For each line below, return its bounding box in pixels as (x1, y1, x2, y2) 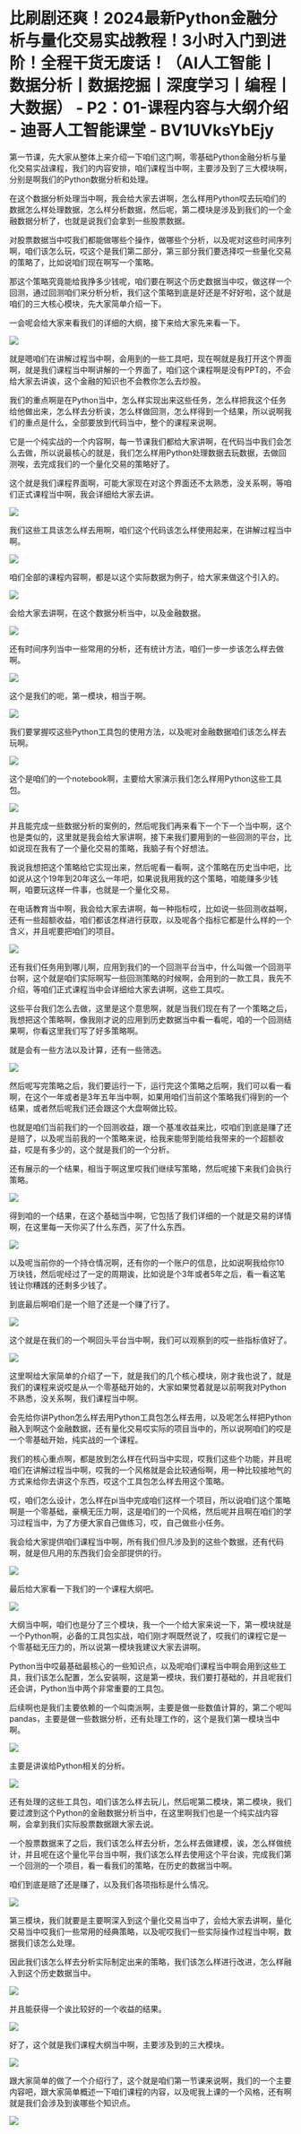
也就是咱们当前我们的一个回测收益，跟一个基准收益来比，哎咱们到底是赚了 (9, 1121, 284, 1132)
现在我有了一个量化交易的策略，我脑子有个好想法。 (24, 842, 213, 853)
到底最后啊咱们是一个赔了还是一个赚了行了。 (9, 1299, 175, 1309)
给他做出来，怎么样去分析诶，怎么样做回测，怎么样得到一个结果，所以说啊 (9, 405, 284, 417)
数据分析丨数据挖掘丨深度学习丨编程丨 (9, 75, 293, 96)
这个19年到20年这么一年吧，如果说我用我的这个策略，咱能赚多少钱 (32, 873, 279, 884)
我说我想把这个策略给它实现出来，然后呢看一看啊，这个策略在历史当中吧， (9, 861, 284, 872)
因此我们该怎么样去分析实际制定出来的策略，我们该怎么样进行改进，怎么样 (9, 1956, 284, 1967)
